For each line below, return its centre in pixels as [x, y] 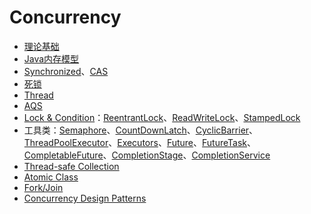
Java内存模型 [51, 58]
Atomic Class [51, 177]
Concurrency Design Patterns [85, 198]
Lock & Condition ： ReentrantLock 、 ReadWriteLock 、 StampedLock [162, 117]
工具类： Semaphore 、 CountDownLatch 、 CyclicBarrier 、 [141, 130]
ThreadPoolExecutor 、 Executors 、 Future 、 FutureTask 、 [140, 142]
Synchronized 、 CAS [66, 71]
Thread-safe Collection [71, 166]
